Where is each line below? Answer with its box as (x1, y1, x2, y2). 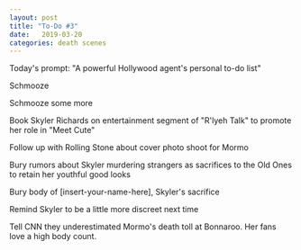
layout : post (9, 13, 59, 22)
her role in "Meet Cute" (9, 125, 96, 136)
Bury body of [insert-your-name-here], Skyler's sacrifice (9, 186, 220, 198)
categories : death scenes (9, 38, 106, 48)
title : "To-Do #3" (9, 22, 78, 31)
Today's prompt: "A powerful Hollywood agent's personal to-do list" (9, 63, 261, 74)
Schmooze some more (9, 98, 93, 109)
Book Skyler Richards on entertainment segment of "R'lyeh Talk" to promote (9, 115, 292, 126)
